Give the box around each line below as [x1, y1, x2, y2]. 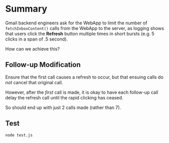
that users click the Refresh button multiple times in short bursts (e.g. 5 [5, 30, 155, 37]
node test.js [5, 132, 33, 137]
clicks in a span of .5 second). [5, 36, 68, 42]
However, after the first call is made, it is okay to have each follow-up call [5, 89, 158, 95]
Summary [5, 3, 47, 15]
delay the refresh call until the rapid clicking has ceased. [5, 94, 123, 100]
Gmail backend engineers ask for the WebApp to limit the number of [5, 20, 148, 26]
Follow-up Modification [5, 60, 81, 69]
